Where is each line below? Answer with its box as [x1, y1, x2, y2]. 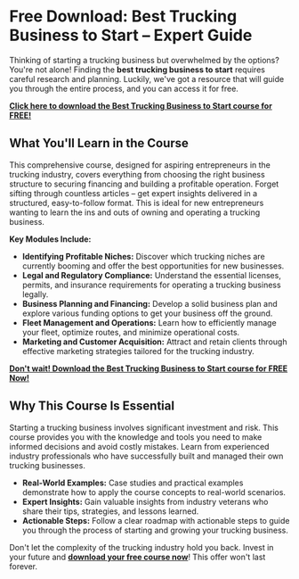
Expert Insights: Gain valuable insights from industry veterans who [21, 496, 269, 507]
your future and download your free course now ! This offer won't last [9, 551, 266, 562]
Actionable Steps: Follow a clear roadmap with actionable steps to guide [21, 515, 290, 525]
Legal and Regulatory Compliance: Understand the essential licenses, [21, 269, 282, 280]
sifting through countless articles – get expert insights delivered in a [9, 187, 258, 198]
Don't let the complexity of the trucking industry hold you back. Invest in [9, 542, 274, 552]
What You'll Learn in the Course [9, 136, 190, 151]
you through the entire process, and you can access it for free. [9, 83, 238, 94]
